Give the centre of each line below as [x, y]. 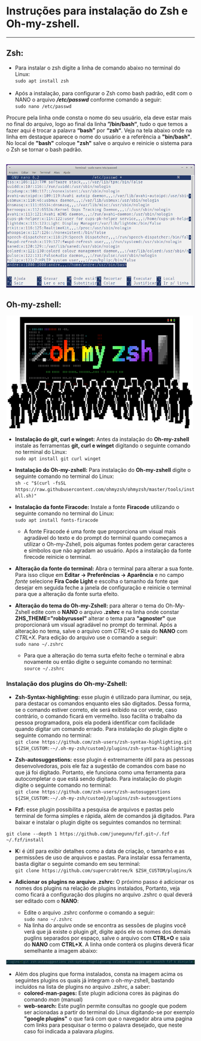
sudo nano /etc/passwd [43, 106]
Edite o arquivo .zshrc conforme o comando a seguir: [89, 912]
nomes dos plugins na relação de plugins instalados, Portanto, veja [98, 888]
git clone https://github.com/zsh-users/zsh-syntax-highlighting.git [103, 742]
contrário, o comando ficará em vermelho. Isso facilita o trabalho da [98, 716]
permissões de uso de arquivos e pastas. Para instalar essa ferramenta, [103, 857]
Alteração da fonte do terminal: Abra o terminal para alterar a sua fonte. [104, 568]
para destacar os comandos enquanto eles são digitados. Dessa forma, [103, 703]
